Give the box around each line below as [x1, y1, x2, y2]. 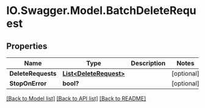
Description [131, 59, 166, 67]
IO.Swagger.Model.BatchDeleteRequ [6, 4, 196, 18]
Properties [6, 41, 48, 51]
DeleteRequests [9, 70, 57, 77]
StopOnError [9, 79, 47, 87]
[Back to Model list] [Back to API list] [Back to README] [6, 95, 146, 102]
